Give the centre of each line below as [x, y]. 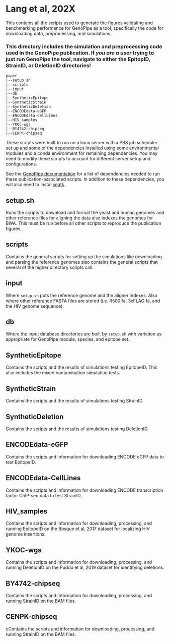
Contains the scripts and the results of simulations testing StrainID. [75, 401]
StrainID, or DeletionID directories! [48, 65]
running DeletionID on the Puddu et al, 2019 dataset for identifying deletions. [85, 567]
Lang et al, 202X [41, 9]
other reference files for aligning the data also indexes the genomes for [79, 218]
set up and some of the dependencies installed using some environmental [82, 148]
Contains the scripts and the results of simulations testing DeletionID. [77, 429]
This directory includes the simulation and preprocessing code [84, 46]
